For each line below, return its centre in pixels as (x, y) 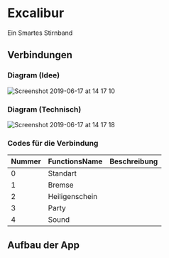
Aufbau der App (44, 245)
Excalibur (36, 13)
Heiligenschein (73, 197)
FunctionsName (75, 161)
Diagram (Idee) (34, 75)
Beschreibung (134, 161)
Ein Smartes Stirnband (40, 33)
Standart (62, 173)
